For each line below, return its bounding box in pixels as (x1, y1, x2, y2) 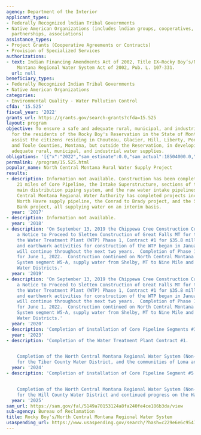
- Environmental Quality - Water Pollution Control (6, 98, 138, 104)
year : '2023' (11, 332, 44, 338)
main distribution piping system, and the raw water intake (17, 187, 170, 193)
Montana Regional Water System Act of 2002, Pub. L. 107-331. (17, 64, 175, 71)
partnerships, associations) (11, 31, 84, 37)
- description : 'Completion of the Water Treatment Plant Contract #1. (6, 337, 188, 343)
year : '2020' (11, 321, 44, 327)
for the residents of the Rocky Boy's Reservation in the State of (11, 131, 184, 138)
